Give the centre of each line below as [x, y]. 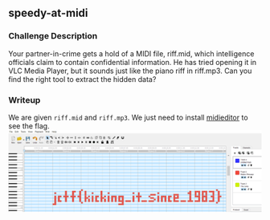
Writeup [25, 100]
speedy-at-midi [48, 13]
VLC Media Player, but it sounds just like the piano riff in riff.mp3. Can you [130, 71]
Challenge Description [53, 36]
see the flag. [29, 126]
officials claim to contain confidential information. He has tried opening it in [133, 62]
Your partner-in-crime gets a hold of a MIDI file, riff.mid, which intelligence [131, 53]
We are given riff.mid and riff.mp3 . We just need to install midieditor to [128, 117]
